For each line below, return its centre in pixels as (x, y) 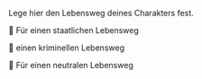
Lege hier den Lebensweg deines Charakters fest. (101, 13)
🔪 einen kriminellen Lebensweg (67, 48)
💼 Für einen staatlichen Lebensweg (73, 30)
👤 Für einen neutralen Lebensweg (71, 65)
